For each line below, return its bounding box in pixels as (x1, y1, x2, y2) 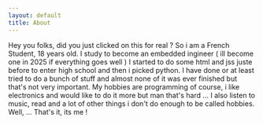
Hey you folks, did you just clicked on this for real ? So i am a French (8, 40, 230, 49)
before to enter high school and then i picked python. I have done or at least (8, 65, 254, 75)
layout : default (8, 11, 61, 20)
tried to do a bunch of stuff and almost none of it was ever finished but (8, 74, 238, 83)
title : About (8, 19, 51, 27)
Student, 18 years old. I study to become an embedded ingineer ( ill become (8, 49, 254, 58)
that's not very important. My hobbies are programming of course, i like (8, 82, 240, 91)
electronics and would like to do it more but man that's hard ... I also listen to (8, 90, 256, 100)
